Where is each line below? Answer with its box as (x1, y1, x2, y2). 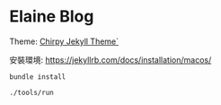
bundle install (9, 72, 66, 82)
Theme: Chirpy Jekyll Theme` (9, 36, 119, 47)
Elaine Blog (9, 6, 94, 27)
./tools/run (9, 88, 54, 97)
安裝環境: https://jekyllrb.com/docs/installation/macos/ (9, 54, 212, 65)
